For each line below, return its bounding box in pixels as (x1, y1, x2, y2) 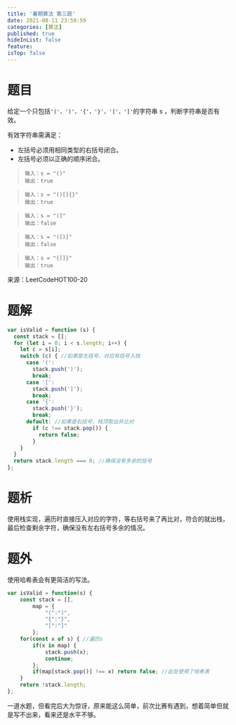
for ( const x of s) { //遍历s (20, 635, 103, 642)
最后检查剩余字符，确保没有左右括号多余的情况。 (7, 523, 149, 532)
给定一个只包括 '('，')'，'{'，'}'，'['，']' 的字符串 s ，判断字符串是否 (7, 106, 214, 115)
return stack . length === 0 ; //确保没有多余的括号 (13, 458, 152, 465)
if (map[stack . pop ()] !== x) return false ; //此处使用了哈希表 (32, 668, 210, 676)
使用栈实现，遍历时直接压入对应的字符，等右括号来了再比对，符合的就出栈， (7, 514, 229, 523)
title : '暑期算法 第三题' (7, 10, 76, 18)
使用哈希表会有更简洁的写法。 (7, 575, 93, 584)
